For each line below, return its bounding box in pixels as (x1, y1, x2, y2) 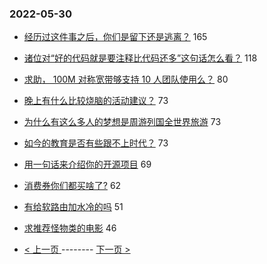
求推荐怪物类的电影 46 (23, 222, 117, 234)
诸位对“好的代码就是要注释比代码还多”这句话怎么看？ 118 (23, 52, 258, 64)
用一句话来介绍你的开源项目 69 (23, 158, 152, 171)
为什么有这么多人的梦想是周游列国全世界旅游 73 (23, 116, 222, 128)
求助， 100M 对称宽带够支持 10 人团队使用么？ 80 (23, 73, 229, 86)
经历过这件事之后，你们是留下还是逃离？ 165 (23, 31, 208, 43)
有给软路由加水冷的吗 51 (23, 201, 124, 213)
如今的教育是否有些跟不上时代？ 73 (23, 137, 169, 149)
